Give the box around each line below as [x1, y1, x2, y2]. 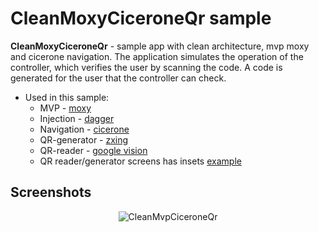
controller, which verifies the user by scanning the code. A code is [10, 61, 283, 73]
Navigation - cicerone [39, 123, 130, 135]
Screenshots [10, 184, 92, 201]
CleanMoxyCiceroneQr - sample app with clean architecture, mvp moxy [10, 40, 310, 52]
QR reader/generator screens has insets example [39, 155, 242, 167]
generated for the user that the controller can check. [10, 72, 227, 84]
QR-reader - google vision [39, 144, 148, 156]
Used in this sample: [24, 91, 110, 103]
